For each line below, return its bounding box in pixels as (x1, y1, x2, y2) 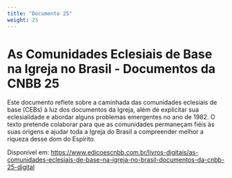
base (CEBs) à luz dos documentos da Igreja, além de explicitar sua (7, 106, 199, 114)
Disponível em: (7, 148, 50, 157)
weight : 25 (7, 17, 39, 23)
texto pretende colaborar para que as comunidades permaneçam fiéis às (7, 120, 215, 128)
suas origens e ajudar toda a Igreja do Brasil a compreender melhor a (7, 128, 204, 136)
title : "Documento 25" (7, 10, 72, 17)
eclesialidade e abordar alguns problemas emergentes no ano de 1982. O (7, 113, 215, 121)
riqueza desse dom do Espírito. (7, 135, 96, 144)
